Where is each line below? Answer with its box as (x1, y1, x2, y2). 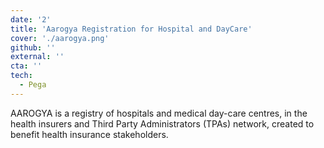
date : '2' (10, 14, 52, 25)
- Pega (19, 80, 47, 90)
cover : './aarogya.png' (10, 33, 110, 43)
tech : (10, 71, 33, 81)
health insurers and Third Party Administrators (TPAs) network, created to (10, 117, 315, 130)
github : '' (10, 42, 56, 53)
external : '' (10, 52, 65, 62)
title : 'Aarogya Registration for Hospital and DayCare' (10, 24, 253, 34)
